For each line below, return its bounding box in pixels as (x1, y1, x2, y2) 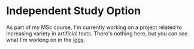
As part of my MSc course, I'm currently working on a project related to (6, 24, 183, 31)
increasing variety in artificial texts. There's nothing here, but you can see (6, 30, 188, 37)
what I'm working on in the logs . (6, 36, 86, 43)
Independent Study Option (6, 4, 141, 18)
